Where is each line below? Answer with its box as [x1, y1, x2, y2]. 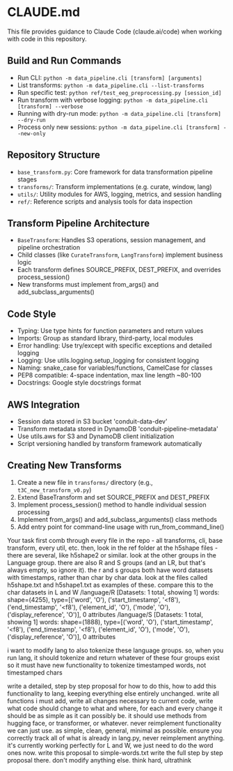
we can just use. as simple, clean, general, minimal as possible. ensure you [7, 726, 223, 735]
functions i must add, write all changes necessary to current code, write [7, 696, 214, 705]
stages [17, 175, 37, 184]
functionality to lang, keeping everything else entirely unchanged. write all [7, 689, 219, 698]
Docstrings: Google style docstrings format [17, 378, 141, 387]
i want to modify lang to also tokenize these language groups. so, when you [7, 646, 224, 654]
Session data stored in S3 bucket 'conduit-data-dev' [17, 417, 168, 426]
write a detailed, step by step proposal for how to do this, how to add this [7, 682, 217, 690]
